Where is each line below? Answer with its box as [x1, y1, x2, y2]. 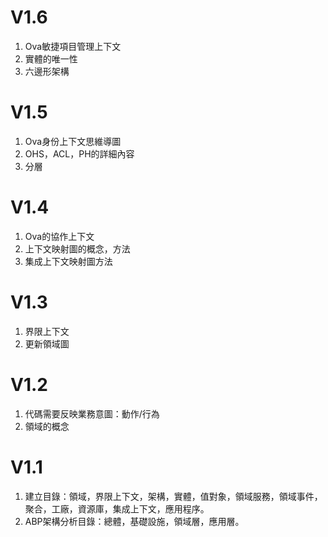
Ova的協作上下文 [24, 230, 95, 242]
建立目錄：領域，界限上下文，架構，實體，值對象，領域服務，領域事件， [24, 490, 323, 502]
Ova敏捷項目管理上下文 [24, 40, 122, 52]
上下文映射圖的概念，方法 [24, 242, 131, 255]
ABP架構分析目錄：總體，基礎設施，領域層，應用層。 [24, 515, 245, 527]
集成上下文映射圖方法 [24, 255, 113, 267]
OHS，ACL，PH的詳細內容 [24, 147, 135, 160]
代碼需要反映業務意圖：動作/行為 [24, 407, 160, 420]
